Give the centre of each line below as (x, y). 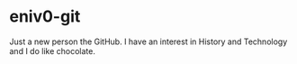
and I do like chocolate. (53, 50)
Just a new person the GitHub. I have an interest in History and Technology (148, 41)
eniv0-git (45, 17)
